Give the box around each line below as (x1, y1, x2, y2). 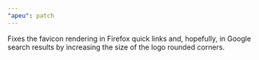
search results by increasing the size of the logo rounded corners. (7, 42, 225, 52)
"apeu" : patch (7, 11, 55, 20)
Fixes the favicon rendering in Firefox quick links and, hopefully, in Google (7, 34, 252, 43)
